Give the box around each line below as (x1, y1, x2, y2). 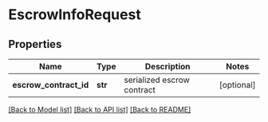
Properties (8, 37, 62, 51)
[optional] (219, 80, 256, 90)
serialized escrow (123, 74, 190, 85)
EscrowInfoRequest (8, 6, 141, 24)
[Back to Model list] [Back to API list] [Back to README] (8, 105, 191, 114)
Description (144, 61, 191, 72)
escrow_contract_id (12, 80, 89, 90)
